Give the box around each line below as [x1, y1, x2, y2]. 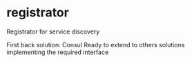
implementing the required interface [6, 48, 109, 56]
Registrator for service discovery [6, 27, 100, 36]
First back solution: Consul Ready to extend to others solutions [6, 40, 185, 49]
